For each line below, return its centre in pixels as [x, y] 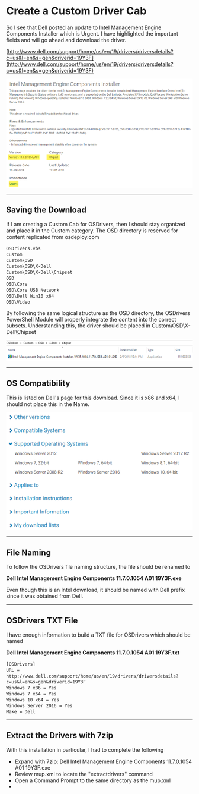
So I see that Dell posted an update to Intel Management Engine [84, 27]
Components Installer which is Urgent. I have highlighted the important [92, 33]
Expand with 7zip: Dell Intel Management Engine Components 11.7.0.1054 [103, 761]
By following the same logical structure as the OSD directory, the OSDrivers [98, 313]
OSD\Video [18, 302]
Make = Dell [21, 711]
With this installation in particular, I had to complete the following [85, 749]
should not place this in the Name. [48, 404]
